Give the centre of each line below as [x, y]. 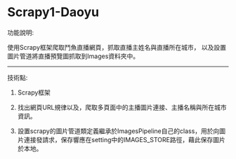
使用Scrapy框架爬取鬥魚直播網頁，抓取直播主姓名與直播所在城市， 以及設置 [117, 47]
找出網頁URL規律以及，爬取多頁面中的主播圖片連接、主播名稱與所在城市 [122, 107]
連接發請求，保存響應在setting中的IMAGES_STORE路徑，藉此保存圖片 [125, 139]
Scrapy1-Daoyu [53, 12]
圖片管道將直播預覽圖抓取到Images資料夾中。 [73, 56]
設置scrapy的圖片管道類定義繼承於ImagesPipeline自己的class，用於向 [118, 131]
